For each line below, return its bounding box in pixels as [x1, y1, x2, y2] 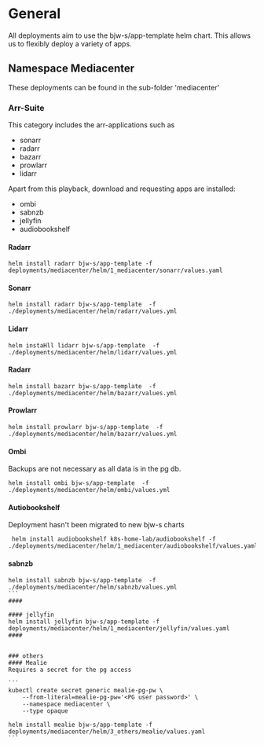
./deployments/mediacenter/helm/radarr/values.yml [8, 307, 178, 315]
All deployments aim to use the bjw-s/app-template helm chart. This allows [8, 31, 251, 40]
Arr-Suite [8, 102, 45, 113]
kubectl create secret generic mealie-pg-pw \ [8, 686, 163, 694]
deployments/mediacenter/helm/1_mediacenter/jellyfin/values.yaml [8, 624, 230, 633]
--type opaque [22, 706, 68, 715]
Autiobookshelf [8, 502, 60, 512]
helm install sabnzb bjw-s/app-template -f [8, 576, 156, 584]
